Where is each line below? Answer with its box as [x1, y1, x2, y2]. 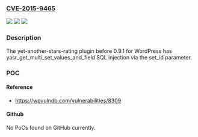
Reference [6, 84, 33, 91]
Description [6, 34, 42, 42]
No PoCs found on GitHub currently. [6, 124, 96, 131]
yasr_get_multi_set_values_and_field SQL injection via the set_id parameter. [6, 53, 193, 61]
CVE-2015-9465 [6, 4, 56, 13]
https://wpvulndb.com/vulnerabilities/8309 [14, 97, 122, 104]
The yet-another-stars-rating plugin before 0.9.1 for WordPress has [6, 47, 173, 55]
